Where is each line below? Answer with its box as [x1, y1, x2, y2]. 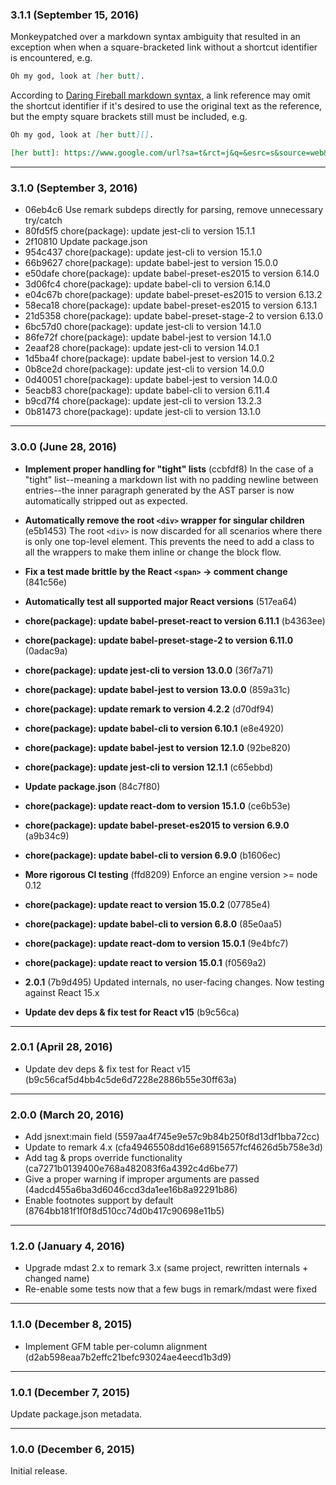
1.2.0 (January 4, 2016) [10, 1239, 125, 1253]
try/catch [24, 214, 63, 227]
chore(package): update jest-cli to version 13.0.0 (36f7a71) [24, 664, 274, 676]
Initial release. [10, 1465, 68, 1477]
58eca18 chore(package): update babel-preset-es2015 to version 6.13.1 [24, 299, 318, 312]
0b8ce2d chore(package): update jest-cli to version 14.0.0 [24, 363, 265, 375]
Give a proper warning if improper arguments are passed [24, 1173, 260, 1185]
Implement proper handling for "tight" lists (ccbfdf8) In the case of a [24, 463, 314, 475]
